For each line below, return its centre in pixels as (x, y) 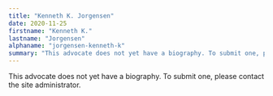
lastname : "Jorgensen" (47, 38)
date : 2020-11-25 (38, 23)
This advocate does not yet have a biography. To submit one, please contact (136, 76)
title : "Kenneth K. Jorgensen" (61, 16)
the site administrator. (45, 85)
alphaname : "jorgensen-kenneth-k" (67, 46)
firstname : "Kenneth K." (50, 31)
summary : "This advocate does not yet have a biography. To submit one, (134, 53)
